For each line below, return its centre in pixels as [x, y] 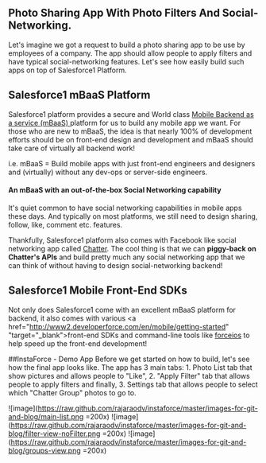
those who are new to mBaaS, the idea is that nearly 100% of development [130, 131]
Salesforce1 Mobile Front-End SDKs [98, 291]
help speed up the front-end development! [78, 343]
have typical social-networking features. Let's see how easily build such [126, 61]
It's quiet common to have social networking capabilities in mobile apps [125, 208]
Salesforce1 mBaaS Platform [79, 95]
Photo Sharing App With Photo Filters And [114, 13]
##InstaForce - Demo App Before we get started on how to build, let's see [129, 359]
